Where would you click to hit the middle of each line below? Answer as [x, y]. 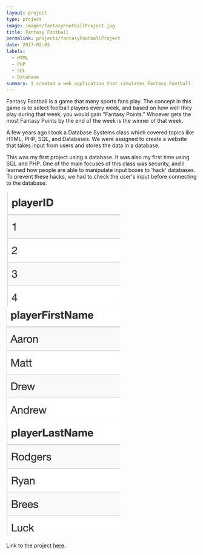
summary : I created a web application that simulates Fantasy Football [98, 83]
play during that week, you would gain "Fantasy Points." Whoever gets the [99, 114]
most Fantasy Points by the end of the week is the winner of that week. [95, 121]
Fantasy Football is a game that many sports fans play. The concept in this [99, 102]
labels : [16, 52]
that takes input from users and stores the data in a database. [83, 145]
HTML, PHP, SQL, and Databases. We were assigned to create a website [97, 139]
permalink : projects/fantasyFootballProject [63, 39]
